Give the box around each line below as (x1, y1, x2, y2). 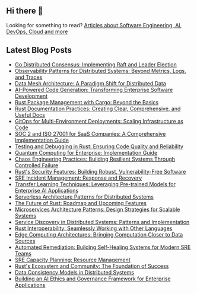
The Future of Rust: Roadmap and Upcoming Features (14, 199, 147, 206)
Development (14, 92, 48, 100)
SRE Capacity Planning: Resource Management (14, 256, 131, 263)
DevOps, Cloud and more (6, 28, 68, 35)
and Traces (14, 73, 43, 81)
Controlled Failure (14, 161, 59, 169)
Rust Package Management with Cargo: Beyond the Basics (14, 98, 159, 106)
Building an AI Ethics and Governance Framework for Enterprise (14, 275, 171, 282)
